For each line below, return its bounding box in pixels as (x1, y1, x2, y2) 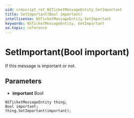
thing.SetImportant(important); (5, 108, 71, 113)
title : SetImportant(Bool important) (5, 12, 83, 17)
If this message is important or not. (5, 63, 76, 69)
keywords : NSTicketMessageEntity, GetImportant (5, 21, 105, 26)
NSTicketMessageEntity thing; (5, 99, 67, 105)
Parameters (5, 77, 42, 86)
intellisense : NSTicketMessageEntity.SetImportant (5, 16, 111, 21)
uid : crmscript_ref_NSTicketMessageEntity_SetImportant (5, 7, 122, 12)
